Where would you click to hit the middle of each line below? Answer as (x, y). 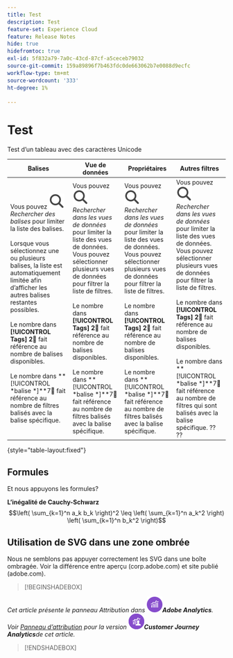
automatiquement (35, 272)
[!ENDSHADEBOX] (50, 648)
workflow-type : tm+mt (38, 73)
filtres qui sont (196, 405)
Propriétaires (147, 168)
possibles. (25, 309)
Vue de (95, 165)
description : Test (34, 22)
